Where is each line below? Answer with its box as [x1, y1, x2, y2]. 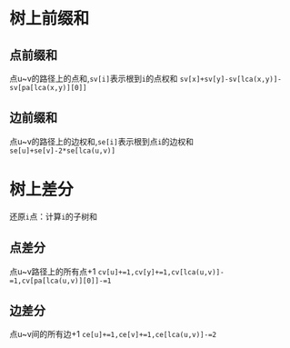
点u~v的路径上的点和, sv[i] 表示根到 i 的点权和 [9, 74, 178, 84]
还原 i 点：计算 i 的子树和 [9, 211, 98, 222]
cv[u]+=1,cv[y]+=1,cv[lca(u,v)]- [97, 267, 225, 277]
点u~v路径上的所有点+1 [9, 265, 96, 277]
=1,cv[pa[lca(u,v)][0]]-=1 [9, 276, 112, 285]
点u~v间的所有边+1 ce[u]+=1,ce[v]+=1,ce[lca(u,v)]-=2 [9, 329, 216, 340]
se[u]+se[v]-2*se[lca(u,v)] [9, 146, 116, 155]
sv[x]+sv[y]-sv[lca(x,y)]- [179, 75, 282, 84]
